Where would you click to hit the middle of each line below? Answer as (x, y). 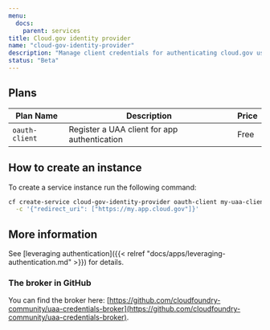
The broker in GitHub (50, 283)
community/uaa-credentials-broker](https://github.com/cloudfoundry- (125, 309)
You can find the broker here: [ (59, 300)
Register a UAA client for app (123, 129)
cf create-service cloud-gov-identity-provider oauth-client (113, 202)
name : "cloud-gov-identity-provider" (72, 46)
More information (53, 234)
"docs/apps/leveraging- (186, 254)
